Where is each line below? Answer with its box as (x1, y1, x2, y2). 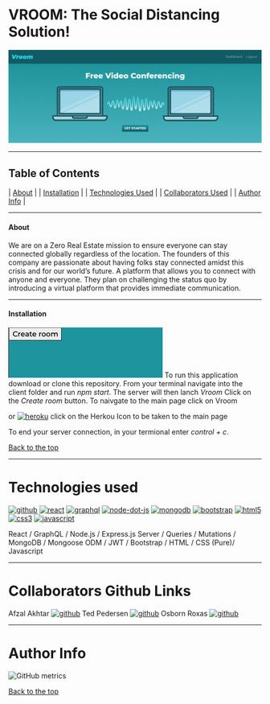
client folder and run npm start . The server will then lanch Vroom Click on (8, 387, 252, 397)
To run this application (164, 370, 239, 380)
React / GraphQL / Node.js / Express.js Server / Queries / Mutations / (8, 529, 236, 538)
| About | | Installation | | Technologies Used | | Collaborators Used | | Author (8, 187, 261, 198)
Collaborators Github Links (8, 582, 191, 600)
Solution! (8, 23, 71, 41)
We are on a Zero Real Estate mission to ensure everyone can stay (8, 240, 227, 250)
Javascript (8, 545, 43, 556)
